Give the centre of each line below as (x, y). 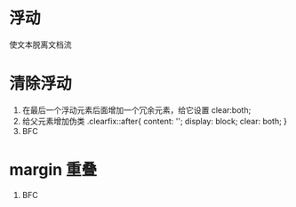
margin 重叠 (53, 170)
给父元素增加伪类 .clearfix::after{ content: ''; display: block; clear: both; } (154, 121)
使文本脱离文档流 (40, 44)
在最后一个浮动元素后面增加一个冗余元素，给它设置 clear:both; (136, 110)
